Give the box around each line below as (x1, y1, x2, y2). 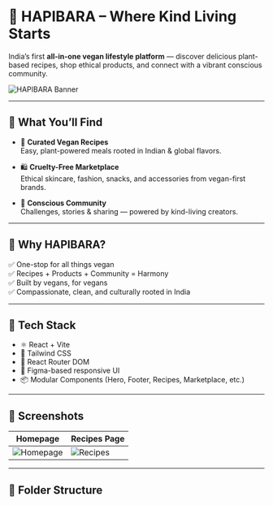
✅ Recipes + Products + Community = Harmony (8, 268, 169, 278)
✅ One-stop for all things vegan (8, 259, 115, 269)
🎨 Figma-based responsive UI (19, 365, 120, 376)
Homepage (15, 434, 59, 445)
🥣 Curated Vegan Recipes (19, 137, 109, 147)
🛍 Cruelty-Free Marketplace (19, 162, 119, 171)
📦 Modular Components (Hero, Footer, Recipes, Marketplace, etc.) (19, 375, 245, 385)
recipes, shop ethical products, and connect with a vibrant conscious (31, 60, 262, 70)
